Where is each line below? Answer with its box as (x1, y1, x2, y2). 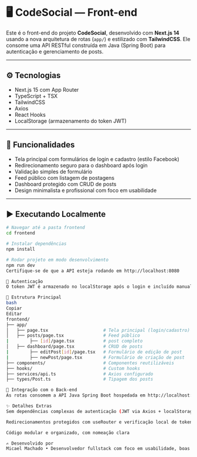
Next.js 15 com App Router (14, 86, 79, 93)
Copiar (6, 305, 22, 311)
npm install (6, 246, 35, 252)
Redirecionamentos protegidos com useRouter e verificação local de (6, 419, 177, 425)
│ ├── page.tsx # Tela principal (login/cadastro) (6, 327, 191, 333)
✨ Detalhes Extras (6, 403, 52, 409)
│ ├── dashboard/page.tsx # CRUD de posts (6, 344, 143, 350)
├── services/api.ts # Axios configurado (6, 371, 154, 377)
